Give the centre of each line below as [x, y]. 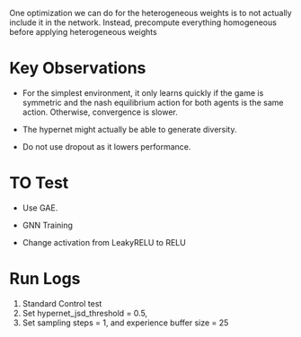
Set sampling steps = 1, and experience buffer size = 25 [125, 323]
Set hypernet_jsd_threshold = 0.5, [85, 313]
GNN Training [48, 225]
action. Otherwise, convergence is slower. [100, 112]
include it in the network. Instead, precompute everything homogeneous [143, 22]
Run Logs [45, 279]
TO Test [39, 183]
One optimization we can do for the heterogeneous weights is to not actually [150, 13]
